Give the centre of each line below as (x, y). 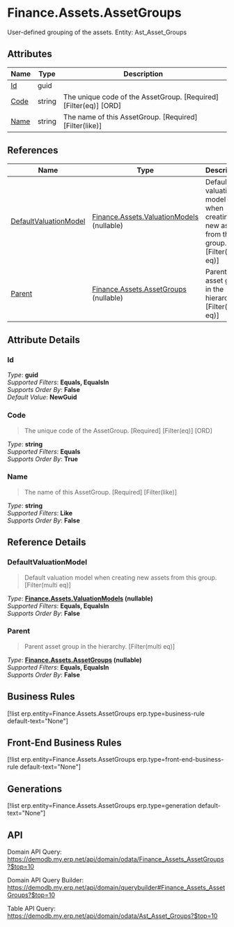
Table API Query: (31, 909)
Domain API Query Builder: (46, 880)
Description (143, 73)
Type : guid (23, 375)
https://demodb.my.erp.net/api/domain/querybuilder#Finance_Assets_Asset (116, 888)
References (33, 150)
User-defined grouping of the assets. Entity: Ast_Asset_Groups (97, 32)
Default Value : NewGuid (42, 397)
